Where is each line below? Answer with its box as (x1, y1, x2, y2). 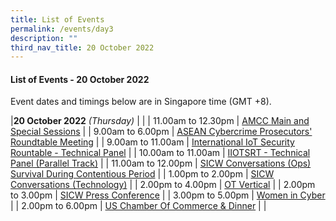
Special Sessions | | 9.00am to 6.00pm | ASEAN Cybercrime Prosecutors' (10, 126, 313, 138)
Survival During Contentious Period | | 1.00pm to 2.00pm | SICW (10, 168, 275, 180)
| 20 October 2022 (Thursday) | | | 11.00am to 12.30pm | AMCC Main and (10, 115, 310, 127)
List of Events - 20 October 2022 (10, 73, 150, 85)
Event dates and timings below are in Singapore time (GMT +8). (10, 96, 272, 108)
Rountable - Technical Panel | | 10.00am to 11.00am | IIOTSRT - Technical (10, 147, 311, 159)
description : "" (10, 33, 78, 43)
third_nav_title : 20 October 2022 (10, 42, 155, 53)
